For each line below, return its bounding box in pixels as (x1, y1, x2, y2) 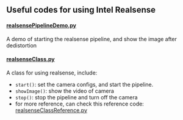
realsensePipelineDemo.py (6, 21, 76, 29)
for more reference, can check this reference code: (15, 100, 145, 107)
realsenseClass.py (6, 56, 55, 63)
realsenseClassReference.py (15, 106, 87, 114)
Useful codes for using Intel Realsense (6, 5, 156, 15)
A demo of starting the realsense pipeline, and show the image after (6, 35, 177, 42)
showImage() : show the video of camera (15, 87, 115, 95)
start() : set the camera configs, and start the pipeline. (15, 81, 154, 88)
